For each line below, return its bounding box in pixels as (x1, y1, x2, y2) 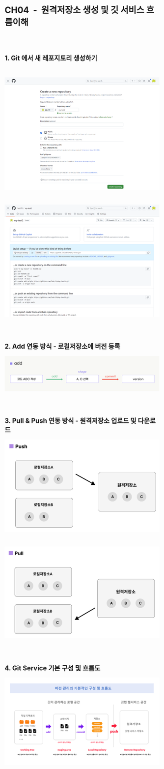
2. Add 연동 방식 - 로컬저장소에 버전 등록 (4, 342, 121, 351)
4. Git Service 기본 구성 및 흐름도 (4, 664, 101, 672)
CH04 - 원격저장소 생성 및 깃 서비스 (4, 4, 144, 16)
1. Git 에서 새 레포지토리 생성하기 (4, 54, 98, 62)
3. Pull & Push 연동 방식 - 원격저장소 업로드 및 (4, 416, 137, 425)
